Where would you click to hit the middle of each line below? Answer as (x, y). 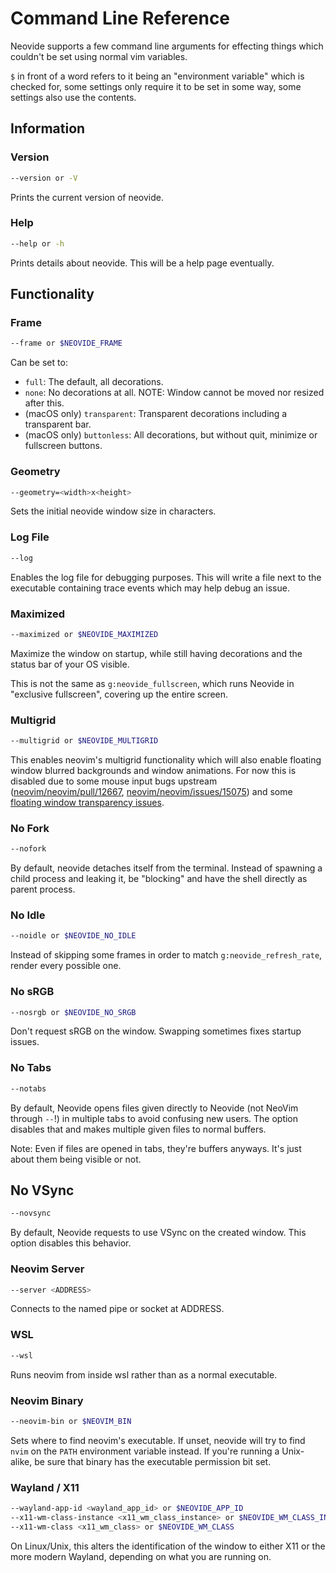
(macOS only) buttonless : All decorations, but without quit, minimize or (171, 435)
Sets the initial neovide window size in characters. (113, 511)
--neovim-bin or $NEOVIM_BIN (71, 1421)
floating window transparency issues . (87, 802)
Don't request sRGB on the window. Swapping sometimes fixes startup (156, 1031)
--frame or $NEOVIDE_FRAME (66, 343)
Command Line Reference (120, 18)
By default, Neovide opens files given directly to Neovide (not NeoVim (154, 1108)
